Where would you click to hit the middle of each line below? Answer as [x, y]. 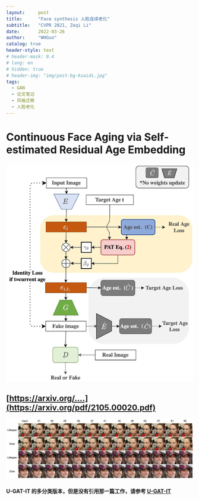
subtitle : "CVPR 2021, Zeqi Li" [49, 25]
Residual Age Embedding [122, 150]
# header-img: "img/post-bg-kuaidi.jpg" [57, 75]
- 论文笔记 [23, 94]
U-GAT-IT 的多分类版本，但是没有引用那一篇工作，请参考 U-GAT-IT [89, 491]
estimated [32, 150]
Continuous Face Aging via [74, 137]
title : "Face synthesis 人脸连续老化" [58, 19]
